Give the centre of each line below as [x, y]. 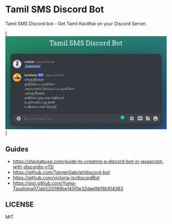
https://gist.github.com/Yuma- [45, 183]
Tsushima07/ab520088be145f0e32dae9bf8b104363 [68, 188]
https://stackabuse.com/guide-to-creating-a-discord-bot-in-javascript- [88, 161]
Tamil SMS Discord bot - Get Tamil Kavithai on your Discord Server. [76, 24]
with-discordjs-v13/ [33, 167]
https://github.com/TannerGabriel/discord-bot [61, 172]
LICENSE [20, 205]
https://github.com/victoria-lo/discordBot [56, 177]
